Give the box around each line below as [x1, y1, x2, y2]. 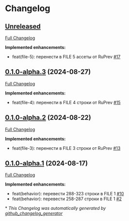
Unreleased [5, 22, 41, 31]
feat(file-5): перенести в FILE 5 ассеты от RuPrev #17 [12, 54, 121, 60]
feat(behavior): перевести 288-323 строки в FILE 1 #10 [12, 191, 124, 197]
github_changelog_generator [5, 210, 63, 216]
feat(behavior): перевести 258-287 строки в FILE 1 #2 [12, 196, 122, 202]
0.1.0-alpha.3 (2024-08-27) [5, 68, 91, 76]
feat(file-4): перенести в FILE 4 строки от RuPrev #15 [12, 99, 121, 105]
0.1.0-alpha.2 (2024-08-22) [5, 113, 91, 122]
